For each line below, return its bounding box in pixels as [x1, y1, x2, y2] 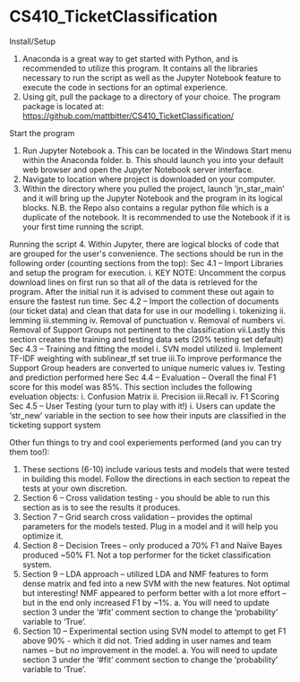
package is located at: [21, 100, 105, 111]
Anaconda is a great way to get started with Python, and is [21, 53, 239, 64]
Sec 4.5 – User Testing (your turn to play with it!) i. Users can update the [9, 401, 276, 411]
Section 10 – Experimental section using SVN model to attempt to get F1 [21, 626, 287, 636]
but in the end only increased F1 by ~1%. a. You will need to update [21, 597, 270, 608]
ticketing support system [9, 419, 101, 430]
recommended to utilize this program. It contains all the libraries [21, 63, 258, 73]
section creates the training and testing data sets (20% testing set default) [9, 333, 284, 344]
